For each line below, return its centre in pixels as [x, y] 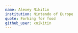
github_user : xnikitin [28, 23]
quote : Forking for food [30, 18]
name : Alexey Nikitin [27, 9]
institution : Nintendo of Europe [39, 14]
